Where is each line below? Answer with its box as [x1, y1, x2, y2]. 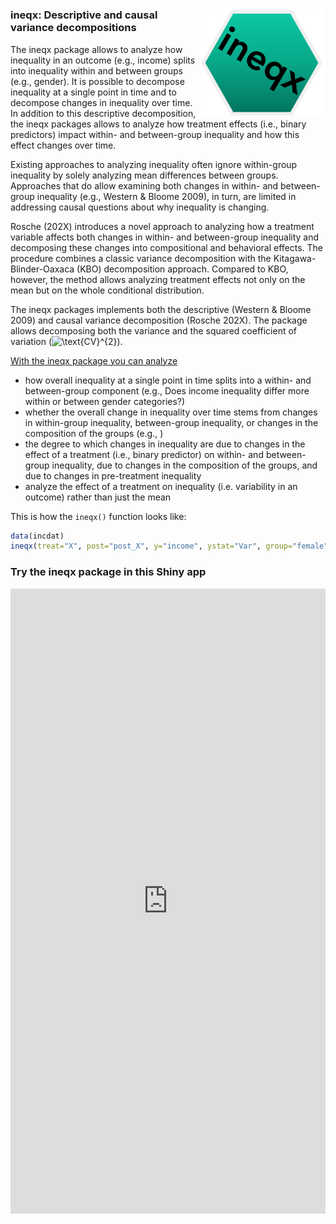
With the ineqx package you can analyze [10, 354, 178, 367]
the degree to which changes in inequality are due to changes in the [24, 438, 306, 450]
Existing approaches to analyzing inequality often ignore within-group [10, 158, 298, 170]
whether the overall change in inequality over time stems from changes [24, 406, 318, 418]
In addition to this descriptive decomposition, [10, 107, 197, 119]
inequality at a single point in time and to [10, 86, 177, 98]
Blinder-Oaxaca [10, 263, 75, 275]
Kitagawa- [273, 252, 317, 264]
